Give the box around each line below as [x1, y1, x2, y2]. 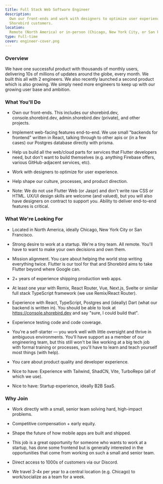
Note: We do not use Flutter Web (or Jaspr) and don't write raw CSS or [12, 188, 154, 194]
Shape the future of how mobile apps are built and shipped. [12, 430, 131, 436]
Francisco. [12, 232, 33, 237]
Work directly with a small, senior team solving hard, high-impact [12, 406, 142, 412]
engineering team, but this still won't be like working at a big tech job [12, 339, 150, 345]
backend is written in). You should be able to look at [12, 305, 116, 310]
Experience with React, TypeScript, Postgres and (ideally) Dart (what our [12, 300, 158, 305]
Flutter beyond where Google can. [12, 266, 81, 272]
